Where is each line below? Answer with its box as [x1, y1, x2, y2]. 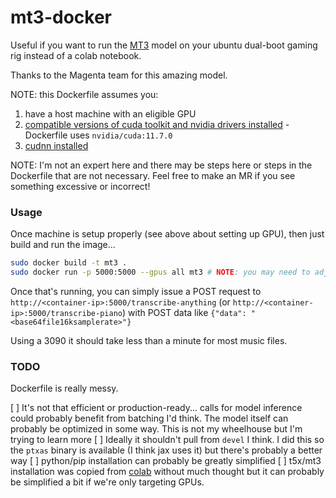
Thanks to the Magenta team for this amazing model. [10, 69, 228, 81]
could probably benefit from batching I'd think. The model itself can [10, 412, 289, 425]
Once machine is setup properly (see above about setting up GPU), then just [10, 228, 325, 240]
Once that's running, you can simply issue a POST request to [10, 285, 262, 297]
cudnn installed [24, 139, 89, 151]
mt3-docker [10, 6, 112, 29]
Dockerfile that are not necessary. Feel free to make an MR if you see [10, 169, 296, 181]
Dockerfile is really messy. [10, 382, 119, 395]
